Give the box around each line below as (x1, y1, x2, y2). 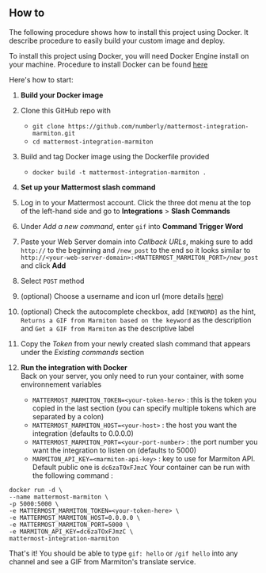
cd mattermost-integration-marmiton (32, 138, 154, 146)
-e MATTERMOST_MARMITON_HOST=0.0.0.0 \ (9, 514, 141, 521)
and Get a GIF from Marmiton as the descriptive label (20, 323, 195, 333)
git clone (32, 122, 66, 130)
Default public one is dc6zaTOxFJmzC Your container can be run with (32, 462, 250, 472)
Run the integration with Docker (20, 362, 127, 372)
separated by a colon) (32, 411, 104, 421)
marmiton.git (32, 129, 76, 137)
